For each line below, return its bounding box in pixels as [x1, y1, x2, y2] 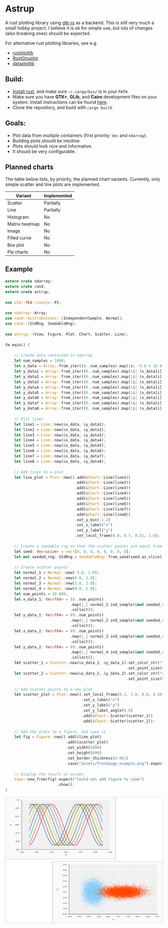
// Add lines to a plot [14, 469, 64, 475]
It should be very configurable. [12, 148, 76, 154]
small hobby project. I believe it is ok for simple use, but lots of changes [5, 25, 153, 31]
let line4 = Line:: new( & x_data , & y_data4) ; [14, 438, 106, 443]
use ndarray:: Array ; [5, 311, 48, 316]
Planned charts [5, 163, 54, 171]
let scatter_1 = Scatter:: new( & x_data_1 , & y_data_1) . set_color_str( [14, 660, 160, 666]
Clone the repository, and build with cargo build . [12, 104, 113, 111]
